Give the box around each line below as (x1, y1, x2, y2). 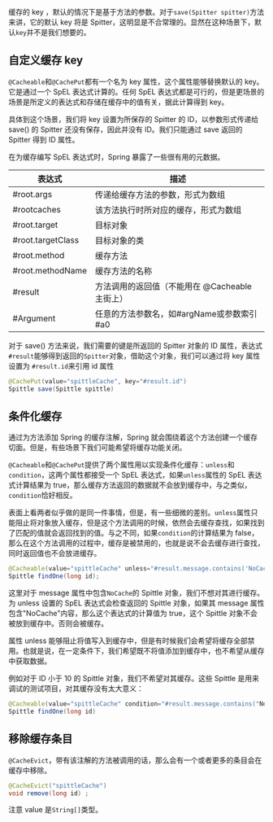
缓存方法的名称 (94, 265, 153, 277)
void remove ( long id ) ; (8, 789, 89, 798)
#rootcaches (12, 203, 61, 215)
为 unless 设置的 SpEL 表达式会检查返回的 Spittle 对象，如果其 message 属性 (8, 598, 265, 608)
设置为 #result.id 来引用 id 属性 (8, 361, 115, 370)
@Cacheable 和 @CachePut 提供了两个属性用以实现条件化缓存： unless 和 (8, 460, 235, 470)
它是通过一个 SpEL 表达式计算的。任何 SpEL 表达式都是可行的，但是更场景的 (8, 86, 265, 96)
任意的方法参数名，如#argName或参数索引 (94, 308, 258, 319)
